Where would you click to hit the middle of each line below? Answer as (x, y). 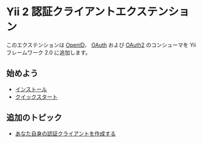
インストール (31, 89)
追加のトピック (34, 118)
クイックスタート (36, 96)
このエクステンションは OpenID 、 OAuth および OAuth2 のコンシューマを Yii (101, 45)
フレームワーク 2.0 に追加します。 (49, 52)
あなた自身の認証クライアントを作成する (65, 133)
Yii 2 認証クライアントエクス (77, 12)
